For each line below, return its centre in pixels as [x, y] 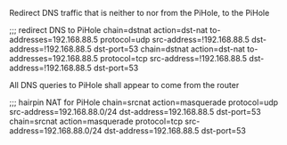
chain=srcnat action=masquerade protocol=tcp [96, 121]
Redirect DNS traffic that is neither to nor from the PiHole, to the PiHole [139, 13]
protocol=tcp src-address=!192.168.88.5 [174, 58]
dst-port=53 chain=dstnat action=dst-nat [169, 49]
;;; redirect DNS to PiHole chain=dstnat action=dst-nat [108, 30]
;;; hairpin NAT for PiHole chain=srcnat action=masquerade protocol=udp [144, 102]
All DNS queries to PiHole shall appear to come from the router [124, 85]
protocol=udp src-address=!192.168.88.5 [175, 40]
